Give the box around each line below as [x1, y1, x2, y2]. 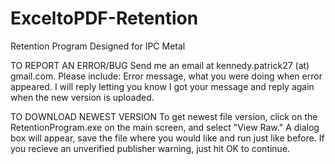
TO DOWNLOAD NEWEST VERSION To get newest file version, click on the [10, 110, 318, 122]
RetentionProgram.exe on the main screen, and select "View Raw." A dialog [10, 121, 320, 133]
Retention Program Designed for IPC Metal [10, 40, 186, 52]
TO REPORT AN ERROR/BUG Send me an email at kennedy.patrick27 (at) [10, 59, 310, 71]
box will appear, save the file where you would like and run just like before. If [10, 132, 325, 144]
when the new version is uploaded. [10, 91, 155, 103]
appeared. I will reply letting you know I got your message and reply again [10, 80, 315, 92]
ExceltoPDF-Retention [10, 7, 199, 30]
